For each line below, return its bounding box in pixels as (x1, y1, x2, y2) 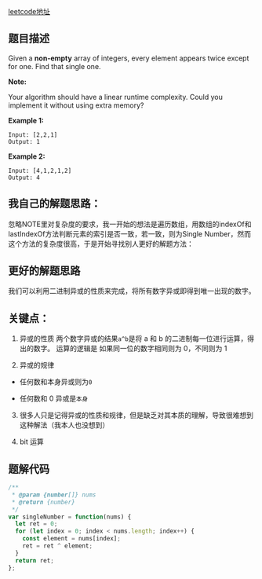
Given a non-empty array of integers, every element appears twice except (8, 53, 249, 63)
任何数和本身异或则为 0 (19, 377, 93, 387)
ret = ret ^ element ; (22, 542, 93, 550)
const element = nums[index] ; (22, 535, 122, 543)
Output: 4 (8, 174, 41, 181)
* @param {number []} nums (11, 490, 96, 499)
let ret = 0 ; (15, 520, 58, 528)
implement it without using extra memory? (8, 101, 144, 110)
